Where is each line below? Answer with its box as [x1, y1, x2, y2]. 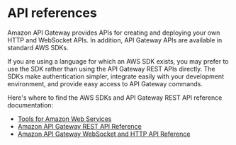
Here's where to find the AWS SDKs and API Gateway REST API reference [7, 93, 223, 102]
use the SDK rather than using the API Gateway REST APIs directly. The [7, 64, 216, 73]
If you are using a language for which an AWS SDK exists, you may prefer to [7, 57, 229, 65]
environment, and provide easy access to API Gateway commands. [7, 79, 203, 88]
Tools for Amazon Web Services [17, 115, 112, 123]
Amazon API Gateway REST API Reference [17, 122, 142, 130]
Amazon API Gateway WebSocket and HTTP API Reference [17, 129, 191, 138]
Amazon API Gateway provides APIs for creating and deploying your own [7, 28, 220, 37]
